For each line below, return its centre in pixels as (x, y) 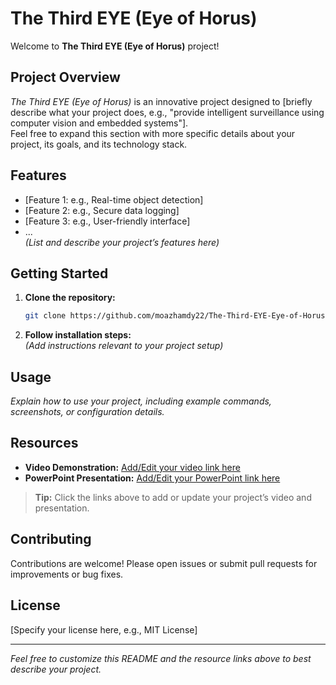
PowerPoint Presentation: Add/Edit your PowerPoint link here (152, 478)
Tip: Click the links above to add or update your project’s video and (173, 497)
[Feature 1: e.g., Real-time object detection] (114, 199)
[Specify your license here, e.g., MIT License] (104, 629)
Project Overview (65, 77)
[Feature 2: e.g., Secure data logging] (102, 210)
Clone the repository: (70, 298)
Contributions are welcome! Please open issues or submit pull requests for (164, 563)
